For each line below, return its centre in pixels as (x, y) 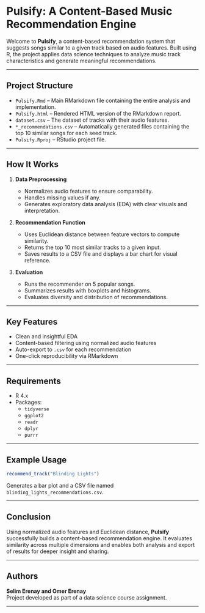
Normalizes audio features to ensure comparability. (88, 191)
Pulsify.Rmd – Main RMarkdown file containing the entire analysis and (103, 100)
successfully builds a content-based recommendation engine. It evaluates (99, 538)
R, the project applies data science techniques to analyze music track (94, 54)
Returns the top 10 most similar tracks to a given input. (93, 247)
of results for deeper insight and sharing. (58, 551)
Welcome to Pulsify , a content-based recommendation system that (91, 41)
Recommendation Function (50, 222)
